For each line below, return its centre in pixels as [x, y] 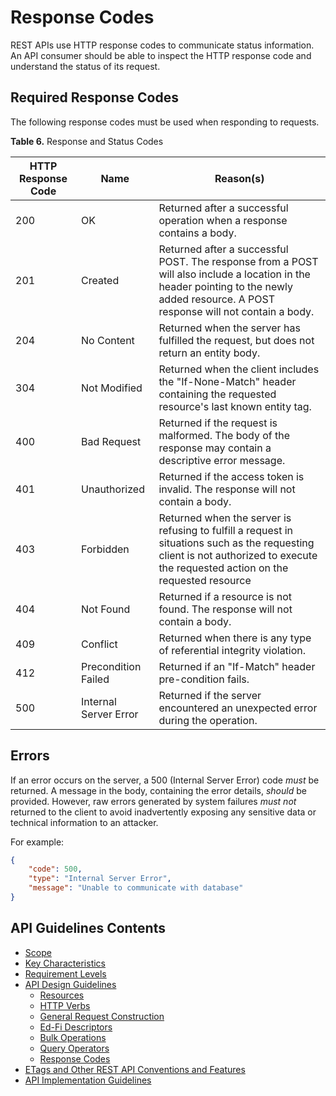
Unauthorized [113, 489]
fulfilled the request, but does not [236, 340]
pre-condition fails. [204, 679]
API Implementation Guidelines [88, 1080]
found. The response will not [225, 609]
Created [100, 280]
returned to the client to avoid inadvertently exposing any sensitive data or [163, 812]
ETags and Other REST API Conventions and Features [135, 1069]
